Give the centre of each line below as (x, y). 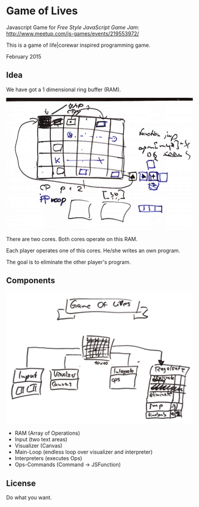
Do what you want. (29, 498)
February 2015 (24, 56)
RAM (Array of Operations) (47, 433)
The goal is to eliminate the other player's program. (69, 262)
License (21, 483)
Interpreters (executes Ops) (49, 458)
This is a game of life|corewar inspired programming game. (78, 45)
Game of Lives (42, 11)
